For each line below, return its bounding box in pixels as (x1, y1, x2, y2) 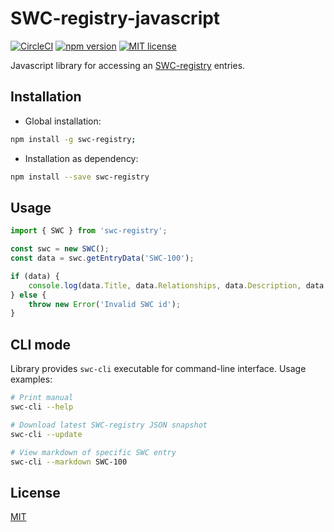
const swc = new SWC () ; (10, 244, 110, 254)
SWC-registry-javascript (10, 7, 221, 30)
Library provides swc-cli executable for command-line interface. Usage (10, 363, 307, 375)
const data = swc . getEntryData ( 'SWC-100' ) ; (10, 253, 195, 264)
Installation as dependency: (24, 152, 139, 164)
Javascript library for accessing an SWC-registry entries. (10, 59, 246, 71)
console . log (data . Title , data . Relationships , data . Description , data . (28, 280, 329, 291)
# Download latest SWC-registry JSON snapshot (10, 420, 208, 430)
